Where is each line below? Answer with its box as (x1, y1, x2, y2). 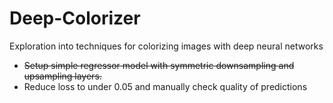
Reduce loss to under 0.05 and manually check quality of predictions (23, 80, 308, 92)
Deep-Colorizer (9, 7, 141, 30)
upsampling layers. (23, 70, 102, 82)
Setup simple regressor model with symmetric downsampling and (23, 59, 295, 71)
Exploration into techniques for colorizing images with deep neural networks (9, 40, 324, 52)
